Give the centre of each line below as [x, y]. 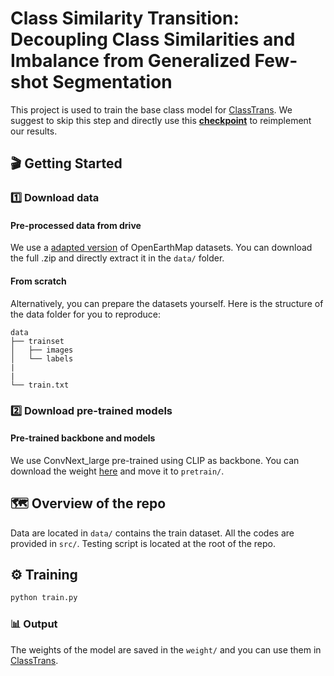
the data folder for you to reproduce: [85, 314]
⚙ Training [44, 574]
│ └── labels [42, 358]
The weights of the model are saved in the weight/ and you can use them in [166, 649]
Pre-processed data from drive [76, 225]
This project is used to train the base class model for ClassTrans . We [151, 109]
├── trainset [37, 341]
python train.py [44, 598]
